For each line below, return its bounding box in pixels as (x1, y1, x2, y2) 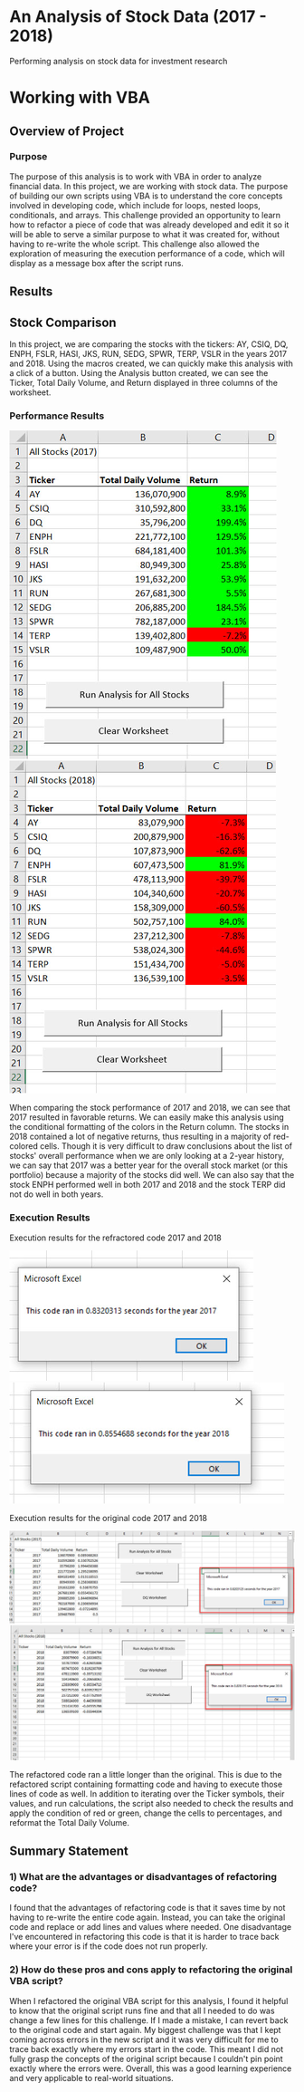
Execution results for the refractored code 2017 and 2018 (9, 1232, 222, 1243)
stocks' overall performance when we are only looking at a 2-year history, (9, 1151, 285, 1162)
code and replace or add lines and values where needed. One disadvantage (9, 1922, 292, 1933)
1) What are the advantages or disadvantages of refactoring (9, 1871, 278, 1884)
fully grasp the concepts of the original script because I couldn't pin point (9, 2053, 283, 2064)
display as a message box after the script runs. (9, 257, 184, 268)
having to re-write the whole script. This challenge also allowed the (9, 238, 260, 249)
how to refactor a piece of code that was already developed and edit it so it (9, 219, 290, 230)
